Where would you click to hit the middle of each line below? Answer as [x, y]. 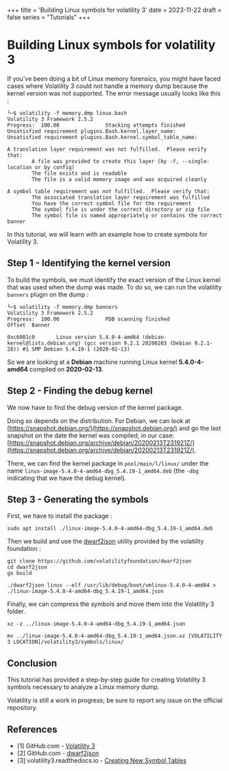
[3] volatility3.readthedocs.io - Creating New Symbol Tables [102, 760]
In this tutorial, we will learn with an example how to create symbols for [107, 234]
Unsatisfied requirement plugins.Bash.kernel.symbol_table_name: [102, 137]
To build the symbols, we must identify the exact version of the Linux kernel [114, 280]
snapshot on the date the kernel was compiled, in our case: [91, 435]
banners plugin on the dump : [48, 294]
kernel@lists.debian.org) [44, 343]
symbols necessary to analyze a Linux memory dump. [83, 687]
